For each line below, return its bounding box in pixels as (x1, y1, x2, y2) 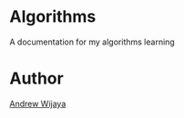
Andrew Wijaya (9, 98, 66, 109)
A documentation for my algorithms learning (9, 36, 175, 47)
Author (9, 68, 64, 89)
